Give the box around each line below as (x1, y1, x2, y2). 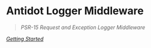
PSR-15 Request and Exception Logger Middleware (20, 24, 146, 31)
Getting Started (6, 35, 44, 42)
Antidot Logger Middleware (6, 4, 144, 18)
